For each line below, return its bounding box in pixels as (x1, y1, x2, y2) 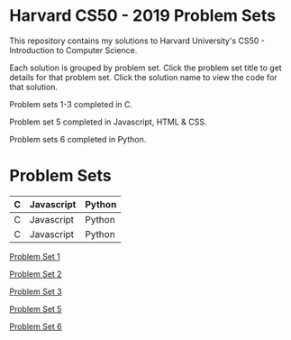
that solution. (9, 81, 59, 92)
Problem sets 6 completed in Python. (9, 133, 147, 144)
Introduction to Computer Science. (9, 44, 138, 55)
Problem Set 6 (9, 321, 63, 332)
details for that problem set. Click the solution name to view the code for (9, 71, 277, 82)
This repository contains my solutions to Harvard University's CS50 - (9, 35, 266, 46)
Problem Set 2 (9, 268, 62, 280)
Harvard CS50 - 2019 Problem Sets (9, 5, 277, 26)
